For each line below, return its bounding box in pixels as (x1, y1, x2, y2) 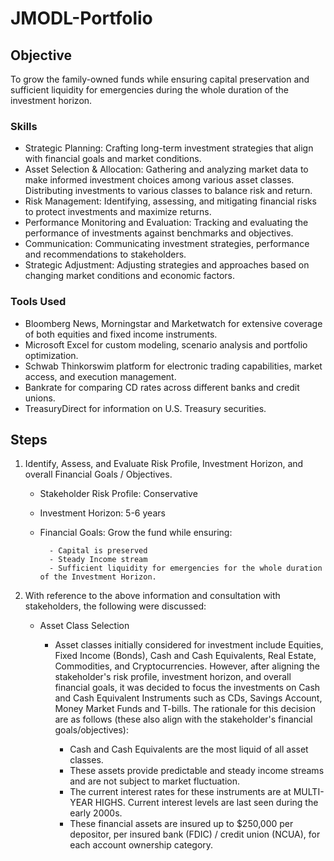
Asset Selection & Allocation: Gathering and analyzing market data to (24, 163, 309, 176)
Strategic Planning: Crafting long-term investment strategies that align (24, 142, 314, 154)
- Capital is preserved (48, 546, 148, 556)
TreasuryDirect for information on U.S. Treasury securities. (24, 402, 267, 414)
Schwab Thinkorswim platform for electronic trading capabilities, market (24, 360, 323, 372)
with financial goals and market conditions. (24, 153, 202, 165)
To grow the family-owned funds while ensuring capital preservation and (10, 73, 310, 85)
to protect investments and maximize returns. (24, 206, 212, 218)
